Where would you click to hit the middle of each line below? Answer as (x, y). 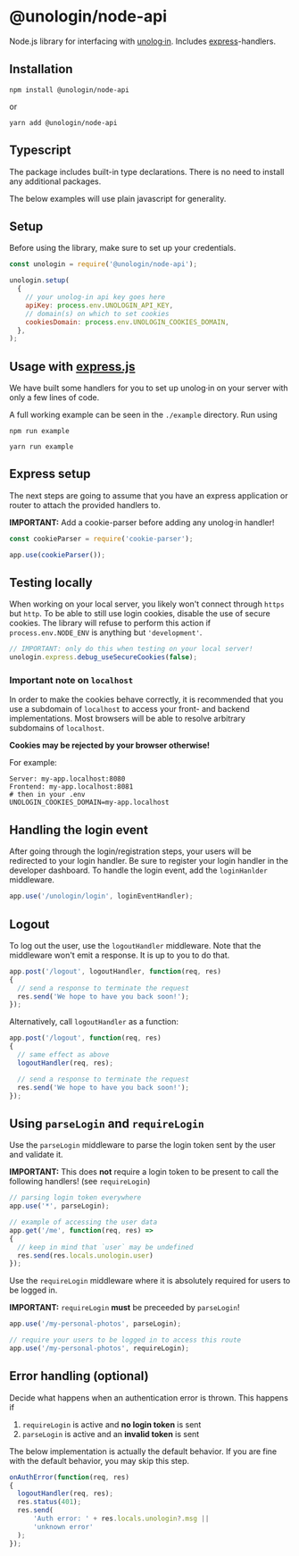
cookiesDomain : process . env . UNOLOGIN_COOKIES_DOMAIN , (127, 322)
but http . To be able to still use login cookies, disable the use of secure (140, 614)
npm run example (39, 431)
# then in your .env (48, 795)
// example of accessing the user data (83, 1222)
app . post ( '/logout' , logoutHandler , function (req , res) (115, 971)
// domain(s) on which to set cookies (97, 314)
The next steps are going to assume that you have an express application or (149, 495)
